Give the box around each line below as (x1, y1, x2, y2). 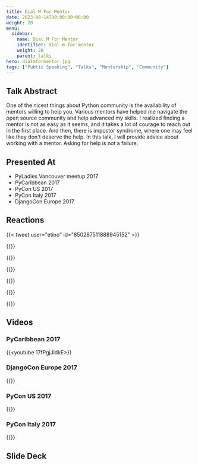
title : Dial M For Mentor (6, 8, 70, 15)
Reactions (6, 215, 45, 225)
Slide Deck (6, 451, 47, 461)
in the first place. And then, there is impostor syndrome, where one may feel (6, 127, 193, 134)
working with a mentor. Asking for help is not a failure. (6, 140, 139, 147)
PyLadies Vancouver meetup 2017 (14, 173, 99, 180)
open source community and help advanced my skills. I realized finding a (6, 114, 185, 122)
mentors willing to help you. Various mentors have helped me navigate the (6, 108, 188, 115)
